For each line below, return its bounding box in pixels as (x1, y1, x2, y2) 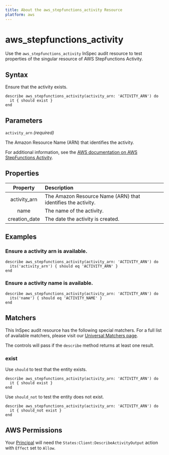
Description (45, 184, 74, 191)
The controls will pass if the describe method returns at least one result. (5, 342, 154, 348)
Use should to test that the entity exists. (5, 366, 87, 372)
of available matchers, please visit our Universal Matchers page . (5, 332, 138, 338)
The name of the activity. (45, 207, 104, 214)
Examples (5, 233, 37, 241)
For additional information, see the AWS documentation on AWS (5, 149, 138, 156)
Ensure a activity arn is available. (5, 248, 88, 255)
